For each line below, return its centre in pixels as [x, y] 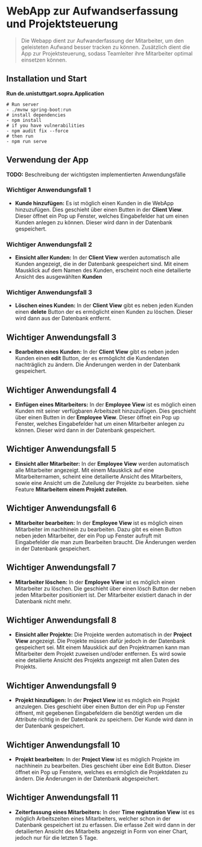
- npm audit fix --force [37, 131]
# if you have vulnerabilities [46, 125]
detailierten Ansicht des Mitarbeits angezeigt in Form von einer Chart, [101, 831]
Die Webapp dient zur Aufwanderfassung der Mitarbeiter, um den [102, 40]
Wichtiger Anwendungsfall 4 [62, 390]
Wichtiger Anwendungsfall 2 [49, 244]
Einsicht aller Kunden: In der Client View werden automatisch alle [97, 258]
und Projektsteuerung [62, 24]
